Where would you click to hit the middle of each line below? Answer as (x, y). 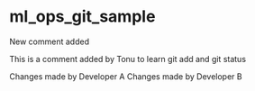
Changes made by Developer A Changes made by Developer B (126, 76)
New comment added (50, 41)
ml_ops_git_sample (82, 17)
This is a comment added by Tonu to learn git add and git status (127, 59)
